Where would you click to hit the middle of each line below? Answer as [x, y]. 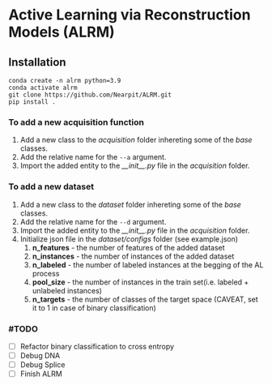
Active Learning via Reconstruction [130, 15]
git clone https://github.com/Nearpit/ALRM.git [90, 95]
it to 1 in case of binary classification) [94, 308]
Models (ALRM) [62, 32]
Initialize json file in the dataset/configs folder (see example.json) [129, 239]
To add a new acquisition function [76, 122]
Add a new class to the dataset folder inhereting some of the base [130, 204]
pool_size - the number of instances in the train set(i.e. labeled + [140, 282]
